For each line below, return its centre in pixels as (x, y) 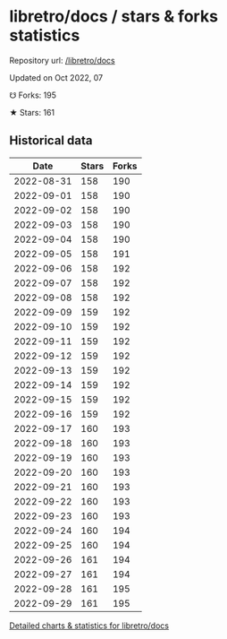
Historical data (51, 141)
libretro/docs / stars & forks (114, 17)
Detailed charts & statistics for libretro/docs (89, 626)
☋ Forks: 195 (33, 95)
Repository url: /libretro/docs (62, 60)
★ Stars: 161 (32, 112)
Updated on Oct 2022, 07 (56, 77)
